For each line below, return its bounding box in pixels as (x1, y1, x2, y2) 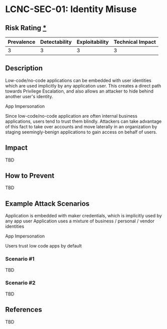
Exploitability (76, 39, 109, 45)
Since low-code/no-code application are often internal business (5, 113, 137, 119)
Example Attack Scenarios (5, 199, 90, 208)
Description (5, 64, 43, 72)
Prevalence (8, 39, 36, 45)
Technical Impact (113, 39, 156, 45)
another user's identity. (5, 93, 53, 99)
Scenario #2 (5, 279, 36, 286)
